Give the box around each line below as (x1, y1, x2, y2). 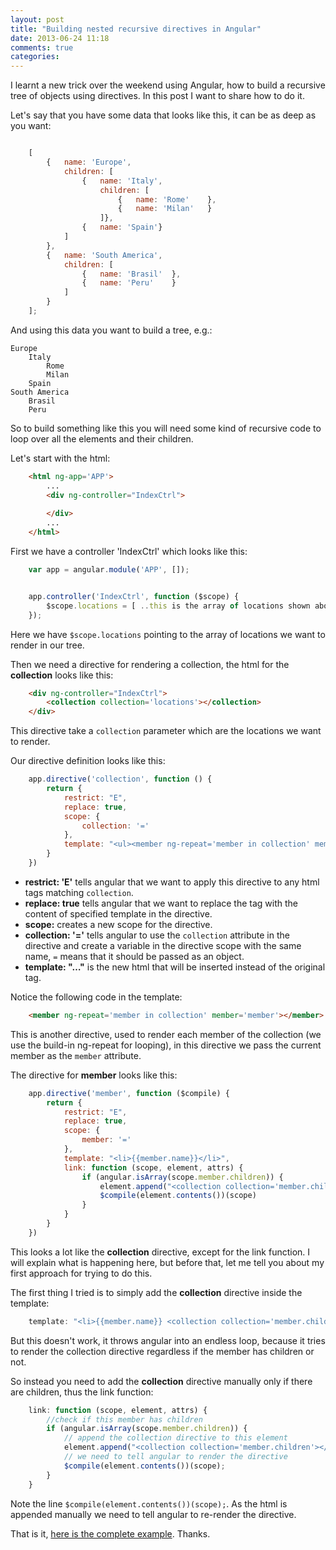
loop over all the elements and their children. (10, 432, 194, 445)
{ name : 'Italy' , (81, 176, 163, 186)
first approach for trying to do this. (10, 1267, 153, 1279)
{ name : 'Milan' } (117, 204, 213, 214)
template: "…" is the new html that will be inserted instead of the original (24, 961, 326, 973)
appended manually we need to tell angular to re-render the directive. (10, 1508, 297, 1520)
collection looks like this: (10, 669, 114, 681)
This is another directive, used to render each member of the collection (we (10, 1028, 322, 1040)
